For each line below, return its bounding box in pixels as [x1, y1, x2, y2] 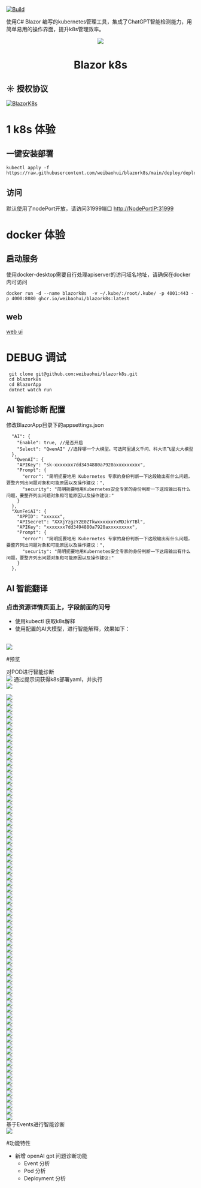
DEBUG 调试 [6, 351, 66, 364]
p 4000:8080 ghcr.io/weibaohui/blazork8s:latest [6, 295, 130, 301]
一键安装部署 [6, 148, 54, 158]
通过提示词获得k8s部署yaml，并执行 [13, 676, 103, 683]
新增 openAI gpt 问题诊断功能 [14, 1153, 88, 1160]
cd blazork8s [8, 376, 42, 382]
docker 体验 [6, 228, 66, 241]
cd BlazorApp [8, 381, 42, 387]
